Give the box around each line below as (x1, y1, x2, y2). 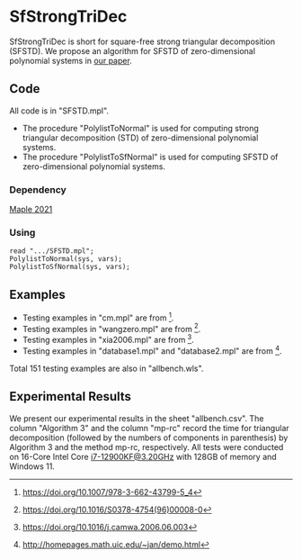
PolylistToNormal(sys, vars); (9, 255, 123, 264)
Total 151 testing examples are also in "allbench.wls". (9, 363, 204, 374)
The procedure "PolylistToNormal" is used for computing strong (22, 122, 259, 133)
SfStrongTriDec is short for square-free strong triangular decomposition (9, 36, 276, 47)
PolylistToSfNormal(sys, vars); (9, 263, 130, 272)
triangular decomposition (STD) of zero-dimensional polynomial (22, 132, 259, 143)
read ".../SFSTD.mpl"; (9, 247, 94, 256)
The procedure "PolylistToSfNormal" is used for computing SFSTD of (22, 151, 279, 162)
